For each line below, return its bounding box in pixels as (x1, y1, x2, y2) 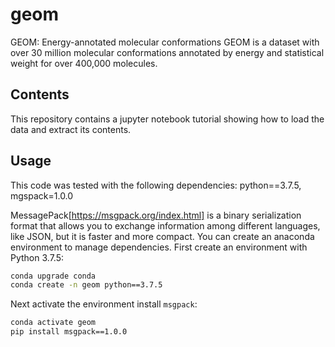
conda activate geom (10, 318, 97, 328)
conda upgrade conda (10, 271, 97, 281)
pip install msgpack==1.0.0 (10, 327, 128, 337)
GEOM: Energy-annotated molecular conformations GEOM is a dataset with (10, 36, 320, 48)
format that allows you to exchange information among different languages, (10, 219, 321, 232)
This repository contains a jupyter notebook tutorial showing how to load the (10, 113, 325, 125)
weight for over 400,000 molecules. (10, 57, 158, 69)
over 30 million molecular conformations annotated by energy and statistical (10, 46, 325, 58)
